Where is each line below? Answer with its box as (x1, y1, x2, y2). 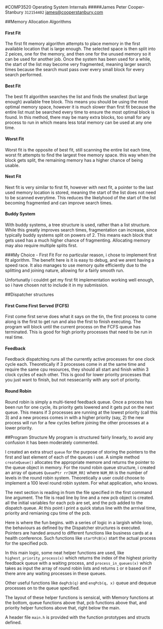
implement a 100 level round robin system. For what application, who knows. (5, 480, 158, 486)
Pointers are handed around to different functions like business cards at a (5, 530, 152, 535)
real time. (5, 334, 24, 340)
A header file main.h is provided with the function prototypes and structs (5, 614, 150, 620)
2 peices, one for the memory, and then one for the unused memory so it (5, 51, 151, 57)
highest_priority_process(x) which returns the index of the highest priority (5, 555, 157, 561)
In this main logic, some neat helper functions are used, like (5, 550, 125, 555)
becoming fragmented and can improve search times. (5, 200, 113, 206)
